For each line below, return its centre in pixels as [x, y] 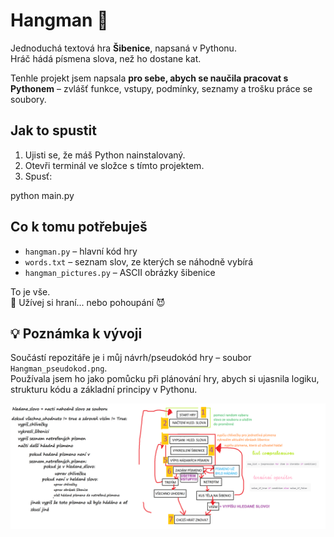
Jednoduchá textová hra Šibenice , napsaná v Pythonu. [123, 48]
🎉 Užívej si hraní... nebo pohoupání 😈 [88, 302]
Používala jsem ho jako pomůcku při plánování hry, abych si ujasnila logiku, [165, 379]
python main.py [42, 195]
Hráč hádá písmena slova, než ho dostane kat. [106, 58]
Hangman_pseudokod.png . [59, 368]
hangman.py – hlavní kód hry [81, 251]
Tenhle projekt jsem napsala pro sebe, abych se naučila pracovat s [149, 78]
